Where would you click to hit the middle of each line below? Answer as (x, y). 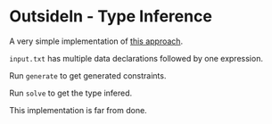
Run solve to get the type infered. (71, 93)
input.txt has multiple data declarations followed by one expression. (136, 58)
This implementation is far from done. (78, 110)
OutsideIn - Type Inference (111, 17)
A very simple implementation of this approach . (96, 41)
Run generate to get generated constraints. (88, 75)
